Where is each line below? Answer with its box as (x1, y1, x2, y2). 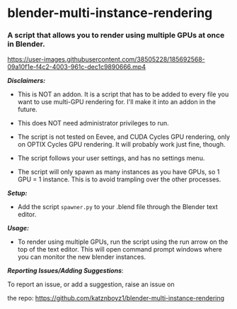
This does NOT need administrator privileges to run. (17, 119, 169, 128)
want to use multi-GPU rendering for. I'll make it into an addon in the (17, 98, 216, 106)
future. (17, 105, 37, 114)
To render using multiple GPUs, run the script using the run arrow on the (17, 237, 229, 246)
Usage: (7, 224, 30, 232)
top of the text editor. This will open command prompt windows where (17, 245, 223, 254)
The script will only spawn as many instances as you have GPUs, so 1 (17, 168, 220, 176)
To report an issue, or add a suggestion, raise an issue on (7, 280, 175, 288)
